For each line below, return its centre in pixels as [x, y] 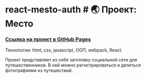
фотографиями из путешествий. [39, 70]
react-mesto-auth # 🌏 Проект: [71, 10]
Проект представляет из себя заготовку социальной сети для [71, 60]
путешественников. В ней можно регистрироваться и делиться [73, 65]
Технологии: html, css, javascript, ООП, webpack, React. [64, 50]
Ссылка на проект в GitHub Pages [48, 39]
